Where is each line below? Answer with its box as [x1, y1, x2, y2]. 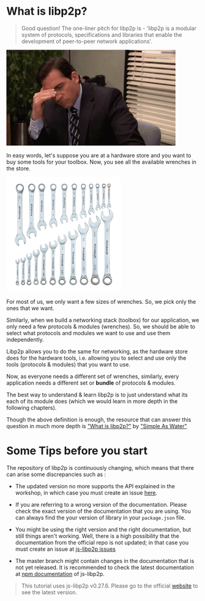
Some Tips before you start [6, 444, 148, 458]
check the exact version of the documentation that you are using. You [15, 507, 192, 515]
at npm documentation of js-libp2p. [15, 570, 105, 577]
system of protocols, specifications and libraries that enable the [21, 31, 182, 38]
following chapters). [6, 404, 57, 411]
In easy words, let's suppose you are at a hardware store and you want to [6, 151, 192, 159]
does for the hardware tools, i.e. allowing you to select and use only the [6, 354, 187, 361]
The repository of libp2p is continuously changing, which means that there [6, 464, 195, 471]
